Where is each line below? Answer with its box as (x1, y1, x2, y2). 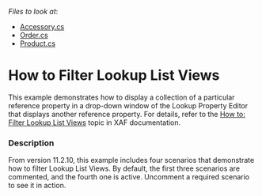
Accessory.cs (19, 22, 65, 31)
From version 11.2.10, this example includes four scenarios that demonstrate (8, 156, 255, 165)
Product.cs (19, 39, 56, 48)
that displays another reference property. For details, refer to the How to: (8, 109, 245, 119)
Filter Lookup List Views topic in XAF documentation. (8, 118, 181, 127)
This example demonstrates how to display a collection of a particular (8, 92, 235, 102)
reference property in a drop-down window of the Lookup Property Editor (8, 100, 249, 110)
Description (8, 138, 55, 149)
